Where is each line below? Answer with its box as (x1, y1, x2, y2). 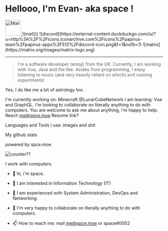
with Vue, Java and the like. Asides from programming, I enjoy (17, 66, 145, 72)
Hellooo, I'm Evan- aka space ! (5, 3, 134, 14)
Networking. (12, 195, 38, 201)
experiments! (17, 77, 45, 83)
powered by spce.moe (5, 141, 51, 147)
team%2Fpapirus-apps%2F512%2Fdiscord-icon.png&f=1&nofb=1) (5, 41, 142, 47)
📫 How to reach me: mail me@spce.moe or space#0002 (12, 220, 130, 226)
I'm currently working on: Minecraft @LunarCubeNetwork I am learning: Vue (5, 96, 162, 102)
